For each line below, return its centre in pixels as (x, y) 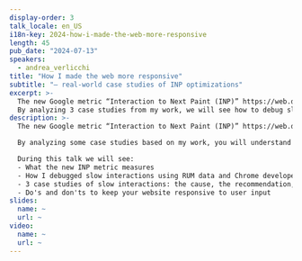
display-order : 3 (42, 18)
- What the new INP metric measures (86, 167)
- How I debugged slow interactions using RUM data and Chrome (138, 175)
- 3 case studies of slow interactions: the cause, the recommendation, (156, 184)
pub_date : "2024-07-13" (54, 51)
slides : (24, 201)
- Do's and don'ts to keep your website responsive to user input (144, 193)
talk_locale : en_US (46, 26)
